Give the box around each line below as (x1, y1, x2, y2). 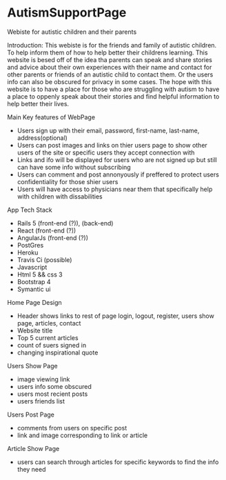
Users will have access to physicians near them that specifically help (17, 185, 213, 193)
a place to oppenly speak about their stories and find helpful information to (7, 92, 220, 101)
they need (17, 465, 46, 473)
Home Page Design (7, 298, 62, 306)
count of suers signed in (17, 341, 87, 349)
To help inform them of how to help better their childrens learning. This (7, 48, 208, 57)
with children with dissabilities (17, 192, 103, 201)
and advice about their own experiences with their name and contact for (7, 63, 212, 71)
